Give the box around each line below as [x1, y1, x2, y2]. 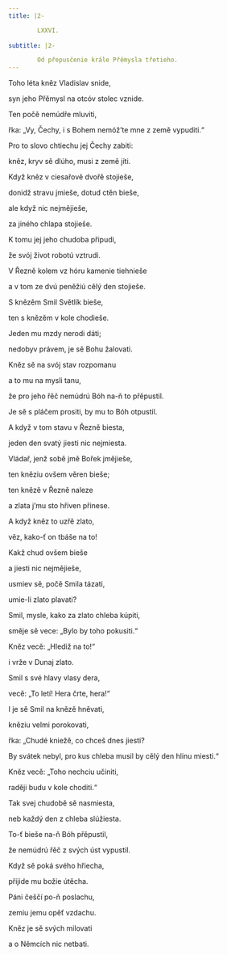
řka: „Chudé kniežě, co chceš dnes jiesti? [8, 736, 145, 746]
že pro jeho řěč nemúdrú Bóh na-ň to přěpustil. [8, 391, 164, 401]
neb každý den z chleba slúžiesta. [8, 814, 122, 824]
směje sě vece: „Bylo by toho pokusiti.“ [8, 626, 138, 636]
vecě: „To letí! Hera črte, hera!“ [8, 688, 110, 699]
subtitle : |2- [8, 41, 56, 49]
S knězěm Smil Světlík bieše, [8, 297, 104, 307]
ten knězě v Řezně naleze [8, 486, 94, 495]
